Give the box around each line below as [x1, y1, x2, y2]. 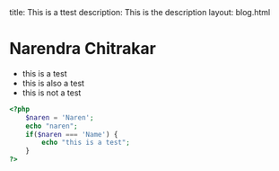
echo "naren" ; [25, 121, 78, 130]
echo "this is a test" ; [41, 138, 130, 148]
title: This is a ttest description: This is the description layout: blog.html [9, 7, 271, 17]
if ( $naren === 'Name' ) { [25, 130, 118, 139]
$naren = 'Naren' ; [25, 112, 94, 122]
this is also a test [22, 77, 85, 88]
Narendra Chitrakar [9, 39, 157, 59]
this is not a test [22, 87, 82, 98]
